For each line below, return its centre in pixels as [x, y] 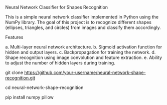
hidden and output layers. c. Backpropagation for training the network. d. [80, 52]
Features [14, 37]
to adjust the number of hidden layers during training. [60, 63]
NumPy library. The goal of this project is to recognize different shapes [78, 22]
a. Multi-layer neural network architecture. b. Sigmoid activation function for [83, 47]
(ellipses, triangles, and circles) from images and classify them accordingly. [83, 27]
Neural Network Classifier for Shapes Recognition [57, 7]
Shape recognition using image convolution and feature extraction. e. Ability [83, 57]
